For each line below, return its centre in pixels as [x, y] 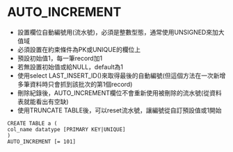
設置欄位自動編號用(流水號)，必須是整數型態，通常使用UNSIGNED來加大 [121, 32]
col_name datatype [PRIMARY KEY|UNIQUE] [67, 129]
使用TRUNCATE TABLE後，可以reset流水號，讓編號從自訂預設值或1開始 [119, 110]
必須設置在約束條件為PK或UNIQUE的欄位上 [79, 49]
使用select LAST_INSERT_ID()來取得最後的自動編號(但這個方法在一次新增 [121, 75]
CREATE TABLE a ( [32, 123]
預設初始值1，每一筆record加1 [60, 58]
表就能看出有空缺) [43, 101]
